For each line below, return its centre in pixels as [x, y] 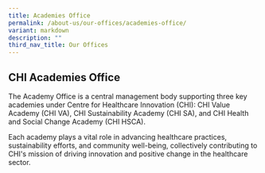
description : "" [35, 38]
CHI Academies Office [64, 77]
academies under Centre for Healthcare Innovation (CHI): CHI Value [119, 105]
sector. [19, 162]
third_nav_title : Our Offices [58, 45]
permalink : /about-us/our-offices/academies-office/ [97, 23]
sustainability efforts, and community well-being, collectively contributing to [133, 145]
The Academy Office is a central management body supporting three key [128, 96]
